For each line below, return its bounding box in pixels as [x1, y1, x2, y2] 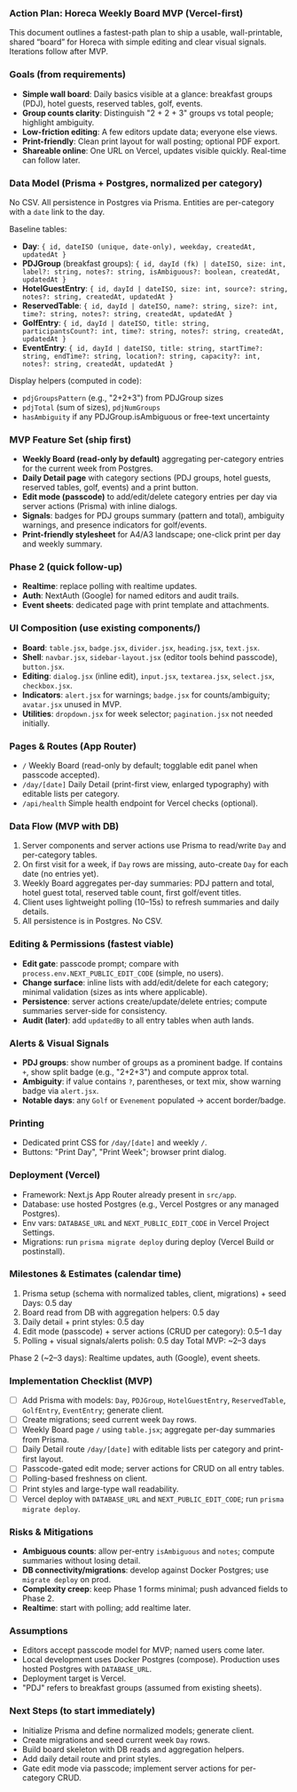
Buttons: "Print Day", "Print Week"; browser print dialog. [21, 1147, 227, 1158]
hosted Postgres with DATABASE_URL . [21, 1664, 152, 1675]
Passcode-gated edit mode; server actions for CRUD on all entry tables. [21, 1463, 285, 1474]
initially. [21, 718, 51, 729]
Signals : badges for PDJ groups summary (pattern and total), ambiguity [21, 510, 285, 522]
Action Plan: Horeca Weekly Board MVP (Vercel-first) [9, 7, 244, 20]
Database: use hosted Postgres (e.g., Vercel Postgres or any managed [21, 1199, 279, 1209]
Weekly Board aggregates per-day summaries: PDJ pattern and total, [21, 878, 275, 888]
